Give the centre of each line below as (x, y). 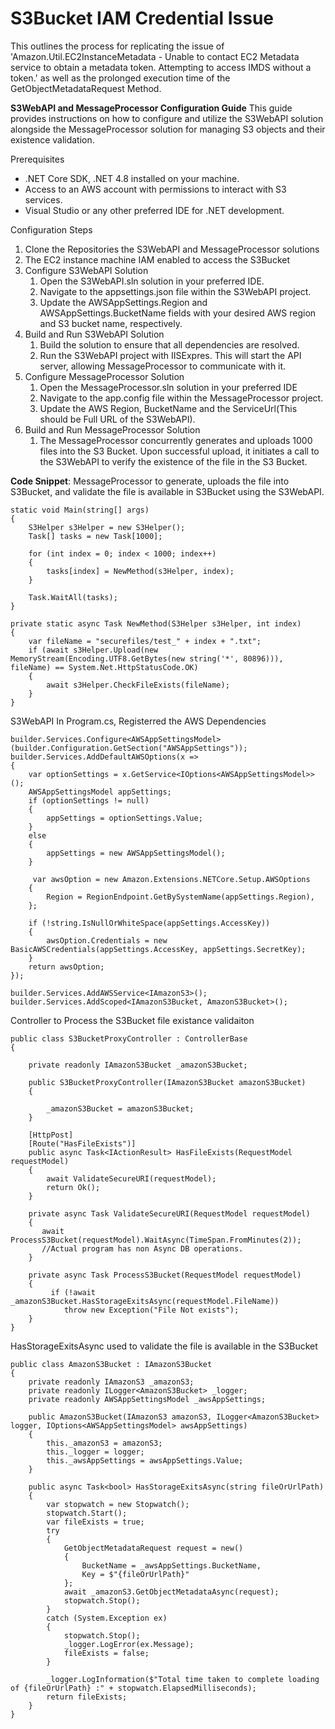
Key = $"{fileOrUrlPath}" (135, 1574)
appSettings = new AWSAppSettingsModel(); (136, 853)
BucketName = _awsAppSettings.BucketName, (171, 1565)
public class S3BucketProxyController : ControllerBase (129, 1038)
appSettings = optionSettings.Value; (124, 818)
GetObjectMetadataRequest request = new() (153, 1548)
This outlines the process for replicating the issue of (117, 46)
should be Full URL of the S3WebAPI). (117, 419)
